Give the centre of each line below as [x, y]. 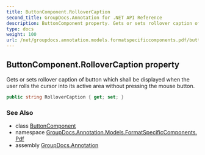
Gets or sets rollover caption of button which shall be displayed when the [98, 79]
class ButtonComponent [45, 126]
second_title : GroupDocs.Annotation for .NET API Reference [85, 18]
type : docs [20, 29]
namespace [30, 132]
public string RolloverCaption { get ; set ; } [65, 97]
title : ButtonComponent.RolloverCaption [59, 12]
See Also [20, 112]
